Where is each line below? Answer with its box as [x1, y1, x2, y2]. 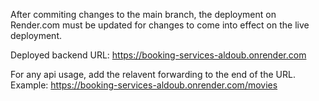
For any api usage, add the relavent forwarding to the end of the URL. [10, 69, 296, 80]
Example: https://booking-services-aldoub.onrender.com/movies [10, 79, 278, 91]
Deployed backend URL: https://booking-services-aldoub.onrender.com [10, 49, 307, 61]
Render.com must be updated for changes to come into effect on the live [10, 19, 310, 31]
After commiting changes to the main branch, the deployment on [10, 9, 277, 20]
